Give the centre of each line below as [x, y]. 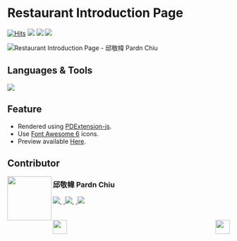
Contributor [34, 163]
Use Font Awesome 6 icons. [58, 134]
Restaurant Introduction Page [95, 13]
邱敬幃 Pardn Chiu [84, 185]
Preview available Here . [52, 141]
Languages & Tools [50, 71]
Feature [25, 110]
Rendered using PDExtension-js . [65, 126]
